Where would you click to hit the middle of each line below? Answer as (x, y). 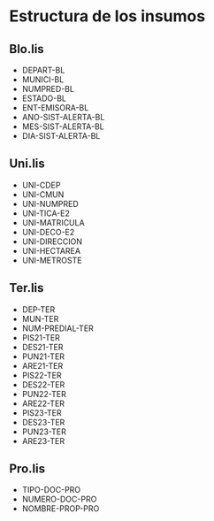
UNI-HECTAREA (51, 250)
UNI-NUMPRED (50, 203)
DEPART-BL (43, 70)
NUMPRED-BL (48, 89)
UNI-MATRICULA (53, 222)
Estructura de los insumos (107, 16)
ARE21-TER (42, 365)
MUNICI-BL (43, 80)
